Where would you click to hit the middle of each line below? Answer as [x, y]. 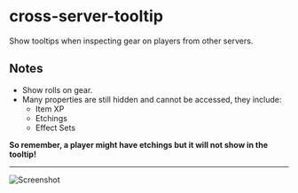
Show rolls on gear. [57, 89]
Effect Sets [55, 127]
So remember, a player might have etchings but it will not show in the [139, 144]
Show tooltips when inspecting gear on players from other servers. [131, 41]
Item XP [50, 109]
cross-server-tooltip [86, 16]
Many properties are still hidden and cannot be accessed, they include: [152, 99]
